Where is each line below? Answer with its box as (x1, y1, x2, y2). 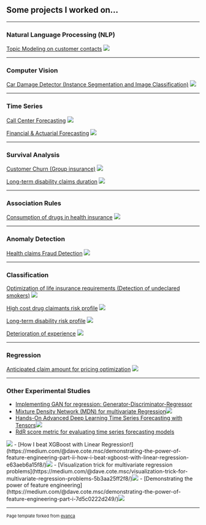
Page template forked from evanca (6, 513, 75, 519)
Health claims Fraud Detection (6, 249, 83, 257)
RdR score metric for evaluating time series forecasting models (15, 428, 175, 435)
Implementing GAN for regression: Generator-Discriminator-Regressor (15, 400, 193, 408)
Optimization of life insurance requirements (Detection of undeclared (6, 284, 180, 292)
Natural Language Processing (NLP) (6, 30, 115, 39)
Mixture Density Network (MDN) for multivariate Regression (15, 408, 167, 415)
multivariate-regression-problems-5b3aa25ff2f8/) (6, 475, 133, 483)
